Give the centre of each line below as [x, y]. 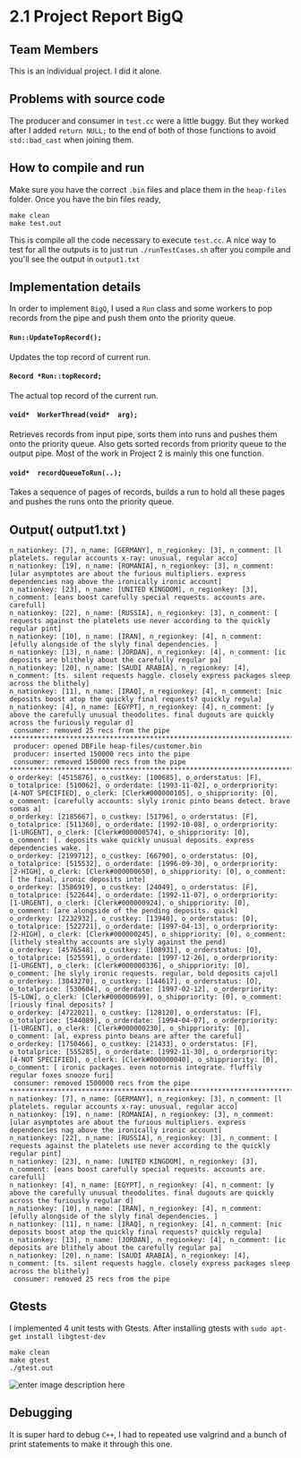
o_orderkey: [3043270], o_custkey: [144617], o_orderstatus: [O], [136, 982]
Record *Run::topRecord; [56, 377]
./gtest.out [31, 1368]
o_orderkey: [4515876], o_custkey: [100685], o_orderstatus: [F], [136, 778]
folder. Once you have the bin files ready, [85, 199]
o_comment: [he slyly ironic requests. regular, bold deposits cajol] [144, 973]
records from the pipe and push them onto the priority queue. [123, 318]
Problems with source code [87, 99]
